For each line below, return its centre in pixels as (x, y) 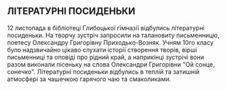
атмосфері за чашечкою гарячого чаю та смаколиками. (89, 79)
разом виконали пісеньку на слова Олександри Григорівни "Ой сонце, (111, 64)
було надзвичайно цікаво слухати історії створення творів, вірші (102, 49)
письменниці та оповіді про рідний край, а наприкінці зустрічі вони (106, 57)
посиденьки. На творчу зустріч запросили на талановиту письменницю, (113, 35)
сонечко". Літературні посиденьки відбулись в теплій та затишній (103, 71)
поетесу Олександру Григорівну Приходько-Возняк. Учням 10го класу (111, 42)
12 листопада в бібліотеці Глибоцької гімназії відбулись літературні (106, 27)
